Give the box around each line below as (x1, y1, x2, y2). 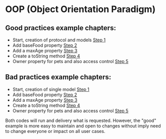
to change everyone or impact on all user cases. (5, 128, 105, 134)
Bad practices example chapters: (5, 73, 112, 82)
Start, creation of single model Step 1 (12, 86, 90, 92)
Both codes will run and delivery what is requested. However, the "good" (5, 117, 156, 123)
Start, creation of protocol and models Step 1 (12, 37, 106, 43)
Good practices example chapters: (5, 24, 116, 32)
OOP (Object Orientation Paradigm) (5, 4, 156, 15)
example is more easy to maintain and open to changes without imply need (5, 122, 161, 129)
